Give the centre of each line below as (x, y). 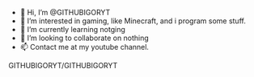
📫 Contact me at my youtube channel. (85, 47)
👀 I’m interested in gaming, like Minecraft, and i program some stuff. (133, 21)
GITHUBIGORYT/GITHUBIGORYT (63, 65)
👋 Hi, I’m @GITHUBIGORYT (65, 12)
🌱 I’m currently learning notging (72, 29)
